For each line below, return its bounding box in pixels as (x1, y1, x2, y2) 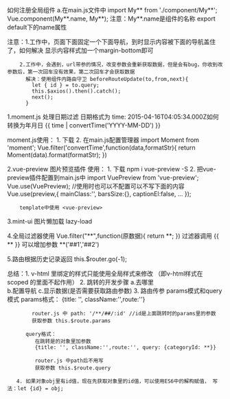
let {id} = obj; (16, 385, 64, 392)
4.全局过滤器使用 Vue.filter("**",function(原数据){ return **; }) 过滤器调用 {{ (7, 232, 220, 240)
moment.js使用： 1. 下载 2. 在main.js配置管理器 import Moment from (7, 136, 200, 144)
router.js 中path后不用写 (34, 357, 104, 364)
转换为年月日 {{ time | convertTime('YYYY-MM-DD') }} (7, 121, 161, 129)
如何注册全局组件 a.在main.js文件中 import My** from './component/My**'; (7, 6, 218, 14)
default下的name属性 (7, 23, 67, 31)
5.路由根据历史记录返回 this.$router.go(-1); (7, 255, 127, 263)
